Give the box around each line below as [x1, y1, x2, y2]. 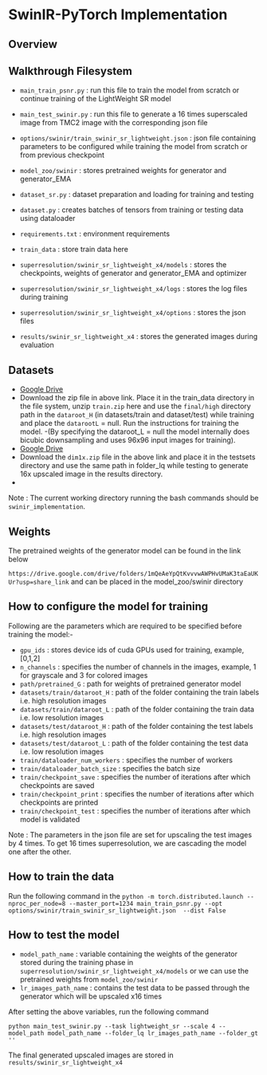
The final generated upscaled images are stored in [8, 1050, 174, 1060]
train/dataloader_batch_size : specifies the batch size [19, 763, 201, 773]
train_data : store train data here [19, 245, 129, 254]
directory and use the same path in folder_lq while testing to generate [19, 461, 249, 471]
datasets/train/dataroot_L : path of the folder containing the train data [19, 704, 255, 714]
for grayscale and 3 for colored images [19, 670, 148, 679]
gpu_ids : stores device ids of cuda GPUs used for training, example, [19, 644, 245, 655]
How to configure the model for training [8, 600, 209, 613]
